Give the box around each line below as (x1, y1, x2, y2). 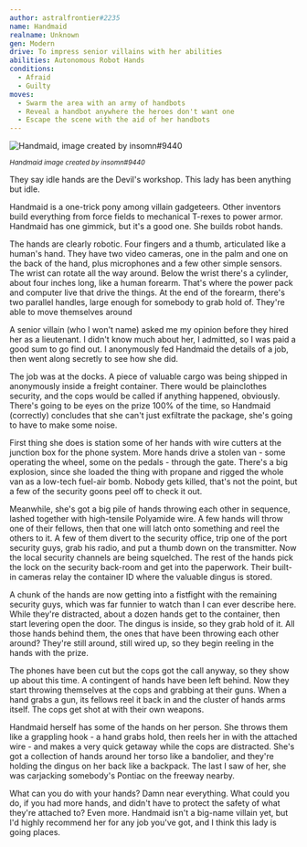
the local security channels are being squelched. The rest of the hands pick (9, 552, 294, 563)
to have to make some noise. (9, 419, 118, 430)
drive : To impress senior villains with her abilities (9, 48, 223, 57)
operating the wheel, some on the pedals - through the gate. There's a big (9, 457, 289, 468)
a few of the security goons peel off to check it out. (9, 486, 203, 497)
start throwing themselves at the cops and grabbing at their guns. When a (9, 684, 288, 695)
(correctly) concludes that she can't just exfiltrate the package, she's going (9, 410, 293, 421)
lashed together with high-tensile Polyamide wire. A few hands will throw (9, 513, 283, 524)
